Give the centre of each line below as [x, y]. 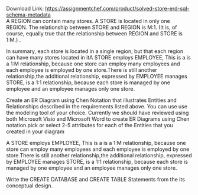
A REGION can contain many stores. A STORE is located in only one [88, 21]
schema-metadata [29, 15]
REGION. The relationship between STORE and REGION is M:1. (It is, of [92, 27]
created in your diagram [35, 131]
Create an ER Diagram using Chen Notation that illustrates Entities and [91, 100]
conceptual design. [30, 186]
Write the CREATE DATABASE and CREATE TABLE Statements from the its [95, 179]
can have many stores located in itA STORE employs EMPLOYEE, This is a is [98, 57]
